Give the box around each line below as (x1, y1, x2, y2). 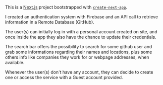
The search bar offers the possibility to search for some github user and (5, 44, 152, 49)
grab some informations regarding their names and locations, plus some (5, 49, 152, 55)
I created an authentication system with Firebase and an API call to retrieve (5, 14, 158, 19)
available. (5, 60, 25, 65)
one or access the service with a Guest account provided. (5, 75, 123, 80)
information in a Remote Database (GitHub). (5, 19, 95, 25)
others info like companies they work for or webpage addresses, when (5, 54, 150, 60)
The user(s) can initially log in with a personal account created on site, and (5, 29, 158, 34)
